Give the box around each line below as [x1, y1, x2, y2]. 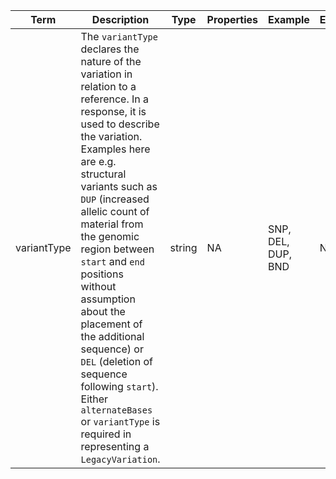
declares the [80, 42, 140, 56]
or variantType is [80, 415, 161, 428]
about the [80, 305, 126, 318]
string [169, 241, 198, 254]
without [80, 280, 117, 293]
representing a [80, 440, 150, 453]
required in [80, 427, 132, 441]
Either [80, 392, 109, 406]
